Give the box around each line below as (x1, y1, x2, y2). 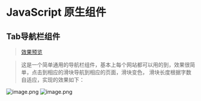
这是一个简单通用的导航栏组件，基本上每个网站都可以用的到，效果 (20, 61, 185, 68)
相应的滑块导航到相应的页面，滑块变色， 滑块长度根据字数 (47, 69, 191, 76)
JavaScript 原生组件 (6, 5, 107, 19)
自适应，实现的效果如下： (20, 76, 85, 83)
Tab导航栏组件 (6, 31, 60, 41)
